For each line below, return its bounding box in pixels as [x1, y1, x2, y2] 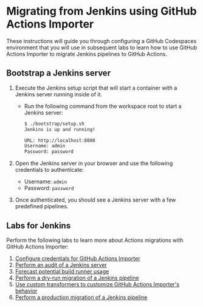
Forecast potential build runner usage [15, 267, 109, 275]
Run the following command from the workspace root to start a [24, 102, 182, 110]
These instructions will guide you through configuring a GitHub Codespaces [6, 37, 197, 44]
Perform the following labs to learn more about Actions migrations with [6, 236, 184, 244]
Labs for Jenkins [6, 221, 71, 231]
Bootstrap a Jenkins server [6, 68, 111, 79]
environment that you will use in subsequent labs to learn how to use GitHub [6, 44, 198, 51]
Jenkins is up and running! [24, 126, 95, 132]
